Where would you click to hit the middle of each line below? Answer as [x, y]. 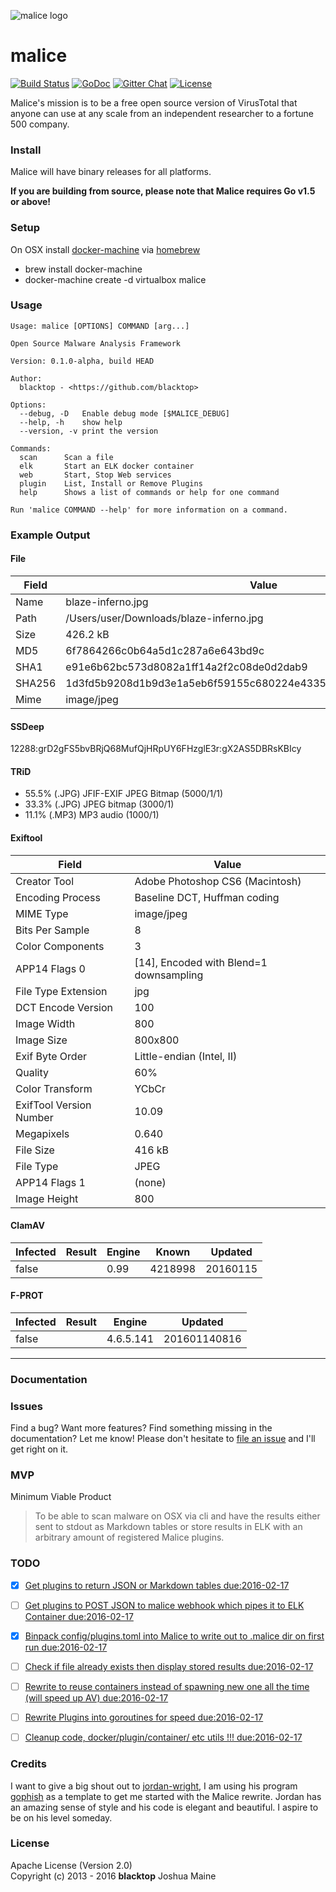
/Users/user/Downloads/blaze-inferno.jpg [164, 618]
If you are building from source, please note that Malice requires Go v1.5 [163, 191]
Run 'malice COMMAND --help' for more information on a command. [149, 510]
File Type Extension [61, 991]
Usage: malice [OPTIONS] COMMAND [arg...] [100, 326]
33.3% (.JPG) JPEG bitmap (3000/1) [99, 804]
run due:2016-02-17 [66, 1647]
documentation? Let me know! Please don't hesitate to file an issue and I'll [163, 1439]
